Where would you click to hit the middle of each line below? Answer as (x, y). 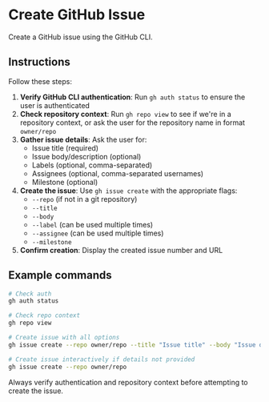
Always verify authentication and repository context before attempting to (128, 382)
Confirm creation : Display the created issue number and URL (121, 250)
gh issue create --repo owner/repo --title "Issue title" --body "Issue (132, 345)
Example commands (60, 275)
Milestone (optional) (65, 182)
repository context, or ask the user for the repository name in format (132, 123)
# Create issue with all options (64, 338)
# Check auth (30, 294)
